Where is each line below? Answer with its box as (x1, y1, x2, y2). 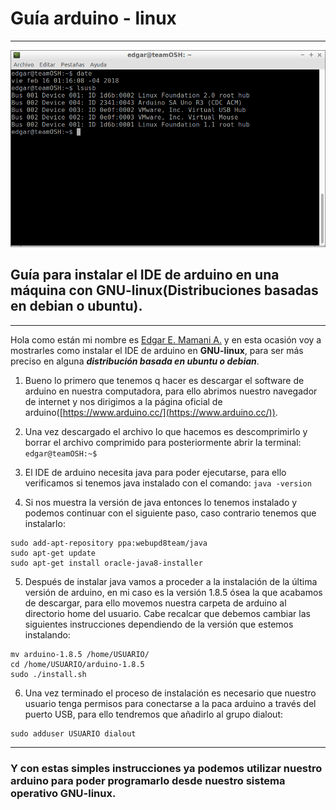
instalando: (24, 628, 71, 641)
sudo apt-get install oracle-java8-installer (10, 558, 203, 568)
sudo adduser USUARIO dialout (10, 728, 137, 739)
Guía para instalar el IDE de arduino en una (10, 267, 280, 284)
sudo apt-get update (10, 548, 97, 558)
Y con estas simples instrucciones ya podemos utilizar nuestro (10, 761, 323, 775)
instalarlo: (24, 517, 66, 529)
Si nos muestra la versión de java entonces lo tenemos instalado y (24, 496, 298, 508)
